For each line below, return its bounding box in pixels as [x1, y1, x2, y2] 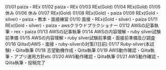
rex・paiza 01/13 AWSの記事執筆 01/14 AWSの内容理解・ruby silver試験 [14, 29, 161, 34]
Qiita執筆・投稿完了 [5, 60, 46, 66]
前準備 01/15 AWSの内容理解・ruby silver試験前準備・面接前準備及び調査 [5, 35, 155, 41]
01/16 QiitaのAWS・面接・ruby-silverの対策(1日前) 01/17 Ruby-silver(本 [5, 41, 150, 47]
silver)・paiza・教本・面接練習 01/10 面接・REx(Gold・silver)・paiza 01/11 [5, 16, 158, 22]
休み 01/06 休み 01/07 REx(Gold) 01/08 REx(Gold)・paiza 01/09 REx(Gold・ [5, 10, 159, 16]
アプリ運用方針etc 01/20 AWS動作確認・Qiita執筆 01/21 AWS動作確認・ [14, 54, 160, 59]
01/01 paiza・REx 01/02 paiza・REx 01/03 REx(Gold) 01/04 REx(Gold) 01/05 [5, 4, 161, 9]
